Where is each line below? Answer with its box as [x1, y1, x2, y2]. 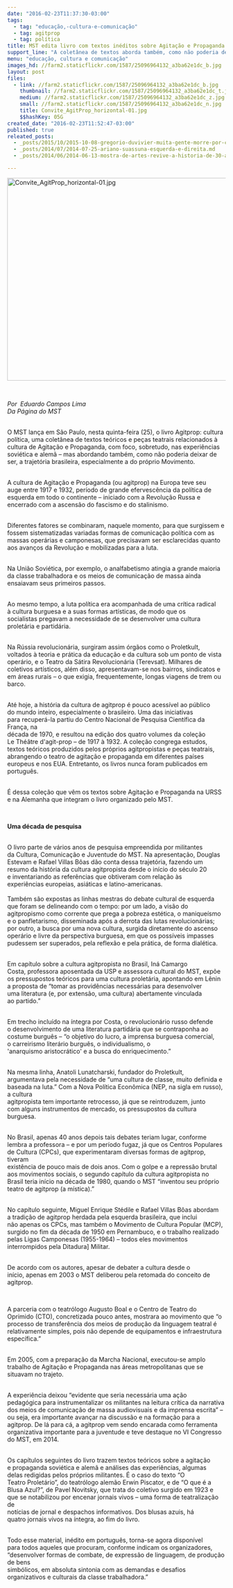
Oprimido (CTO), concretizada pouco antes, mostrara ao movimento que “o [7, 1312, 222, 1321]
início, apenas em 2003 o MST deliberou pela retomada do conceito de [7, 1271, 210, 1279]
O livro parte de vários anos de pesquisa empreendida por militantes [7, 843, 203, 851]
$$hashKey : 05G [19, 113, 64, 120]
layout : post [7, 68, 45, 75]
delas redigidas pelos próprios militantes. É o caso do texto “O [7, 1471, 185, 1479]
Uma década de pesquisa [7, 822, 82, 830]
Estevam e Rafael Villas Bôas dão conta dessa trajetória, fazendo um [7, 857, 203, 866]
